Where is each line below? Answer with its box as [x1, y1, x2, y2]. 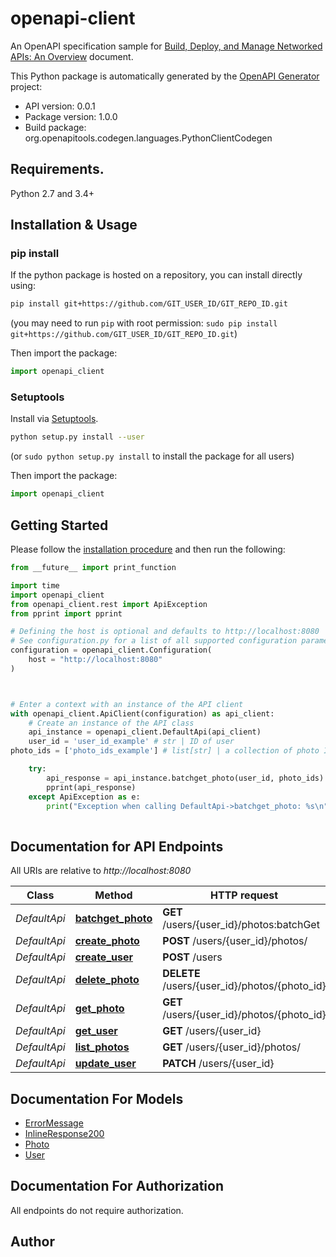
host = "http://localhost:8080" [28, 655, 163, 665]
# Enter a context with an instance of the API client [10, 699, 244, 709]
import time [10, 580, 60, 591]
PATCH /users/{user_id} [162, 1057, 275, 1071]
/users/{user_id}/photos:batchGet [162, 918, 320, 932]
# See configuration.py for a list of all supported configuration [10, 636, 298, 646]
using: [10, 280, 36, 292]
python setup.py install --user [10, 432, 145, 442]
